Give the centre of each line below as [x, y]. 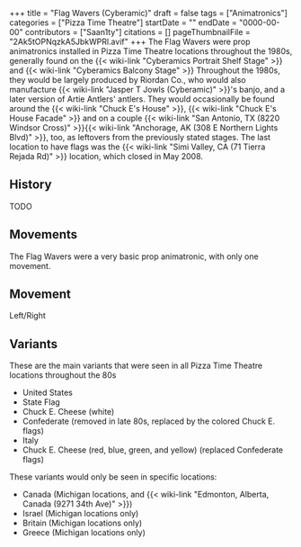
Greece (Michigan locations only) [84, 533]
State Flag [41, 402]
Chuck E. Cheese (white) [68, 412]
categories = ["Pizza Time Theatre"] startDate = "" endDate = [124, 22]
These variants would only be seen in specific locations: [113, 477]
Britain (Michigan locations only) [82, 523]
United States [48, 393]
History [31, 185]
